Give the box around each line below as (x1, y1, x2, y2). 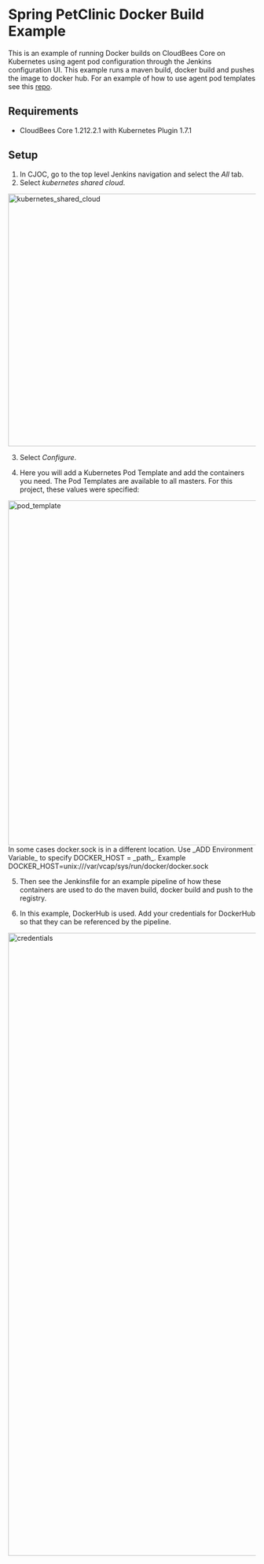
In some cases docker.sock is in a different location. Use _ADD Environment (8, 845, 254, 854)
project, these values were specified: (19, 485, 140, 494)
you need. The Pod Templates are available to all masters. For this (19, 476, 233, 485)
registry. (19, 893, 47, 903)
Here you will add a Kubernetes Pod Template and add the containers (19, 467, 245, 477)
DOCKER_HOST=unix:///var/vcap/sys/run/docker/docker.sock (8, 861, 209, 871)
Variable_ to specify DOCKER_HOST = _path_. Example (8, 853, 186, 862)
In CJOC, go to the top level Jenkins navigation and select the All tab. (19, 169, 244, 179)
